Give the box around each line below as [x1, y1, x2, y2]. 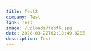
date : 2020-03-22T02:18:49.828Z [6, 30, 85, 36]
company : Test [6, 14, 41, 20]
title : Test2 [6, 8, 38, 15]
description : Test [6, 36, 51, 42]
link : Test [6, 19, 33, 25]
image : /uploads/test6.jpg [6, 25, 72, 31]
